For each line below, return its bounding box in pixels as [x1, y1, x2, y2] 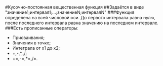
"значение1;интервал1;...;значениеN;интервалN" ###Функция [5, 9, 135, 15]
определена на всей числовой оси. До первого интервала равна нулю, [5, 15, 156, 20]
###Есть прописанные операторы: [5, 25, 79, 31]
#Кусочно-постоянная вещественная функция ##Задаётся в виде [5, 4, 144, 10]
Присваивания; [12, 34, 45, 40]
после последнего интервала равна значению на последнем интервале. [5, 20, 159, 26]
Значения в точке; [12, 40, 51, 46]
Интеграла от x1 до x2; [12, 45, 60, 51]
